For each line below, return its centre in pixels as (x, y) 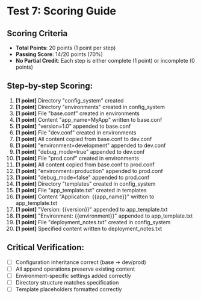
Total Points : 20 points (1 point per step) (66, 48)
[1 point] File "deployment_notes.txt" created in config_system (93, 222)
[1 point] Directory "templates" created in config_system (85, 184)
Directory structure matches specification (67, 282)
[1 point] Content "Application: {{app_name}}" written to (85, 197)
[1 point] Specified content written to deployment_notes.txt (89, 228)
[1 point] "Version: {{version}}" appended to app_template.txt (91, 209)
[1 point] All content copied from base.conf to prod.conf (85, 165)
